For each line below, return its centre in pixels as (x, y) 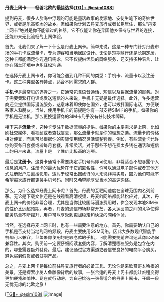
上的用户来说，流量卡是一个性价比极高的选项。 (52, 151)
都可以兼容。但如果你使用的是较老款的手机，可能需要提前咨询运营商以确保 (84, 237)
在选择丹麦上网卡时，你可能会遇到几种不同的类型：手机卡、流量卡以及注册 (80, 75)
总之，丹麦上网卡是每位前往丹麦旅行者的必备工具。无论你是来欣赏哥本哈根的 (82, 266)
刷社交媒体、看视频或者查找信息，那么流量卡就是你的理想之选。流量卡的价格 (82, 133)
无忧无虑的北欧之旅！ (26, 284)
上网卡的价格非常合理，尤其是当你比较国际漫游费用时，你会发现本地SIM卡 (84, 203)
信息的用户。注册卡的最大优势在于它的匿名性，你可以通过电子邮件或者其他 (80, 168)
